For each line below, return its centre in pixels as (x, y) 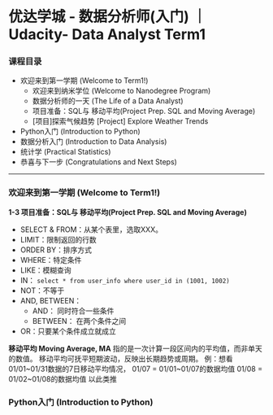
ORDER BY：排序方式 (56, 250)
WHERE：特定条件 (51, 260)
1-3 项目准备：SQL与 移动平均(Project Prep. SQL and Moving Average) (128, 212)
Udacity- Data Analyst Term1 (107, 35)
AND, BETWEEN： (51, 300)
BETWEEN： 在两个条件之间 (79, 321)
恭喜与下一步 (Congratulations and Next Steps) (98, 162)
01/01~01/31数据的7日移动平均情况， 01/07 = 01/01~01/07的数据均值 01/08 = (135, 369)
